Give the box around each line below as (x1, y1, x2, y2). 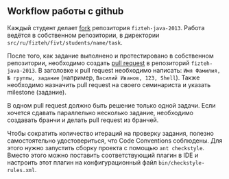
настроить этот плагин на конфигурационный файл (7, 158, 158, 167)
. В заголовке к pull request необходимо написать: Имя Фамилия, (34, 66, 221, 74)
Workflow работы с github (7, 5, 124, 17)
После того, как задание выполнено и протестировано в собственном (7, 51, 214, 60)
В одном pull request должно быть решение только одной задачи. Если (7, 101, 216, 109)
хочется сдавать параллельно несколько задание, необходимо (7, 108, 194, 117)
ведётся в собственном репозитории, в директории (7, 31, 160, 39)
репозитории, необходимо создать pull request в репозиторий (7, 58, 190, 67)
